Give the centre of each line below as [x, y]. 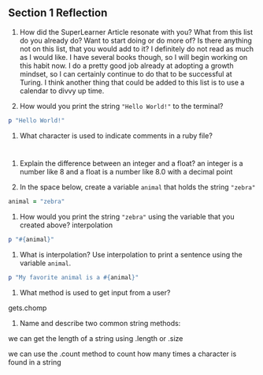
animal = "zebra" [37, 201]
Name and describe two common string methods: [100, 323]
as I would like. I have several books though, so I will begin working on [133, 57]
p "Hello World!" [37, 120]
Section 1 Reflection [58, 13]
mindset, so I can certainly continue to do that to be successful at [126, 73]
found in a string [35, 362]
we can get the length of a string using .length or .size [96, 338]
